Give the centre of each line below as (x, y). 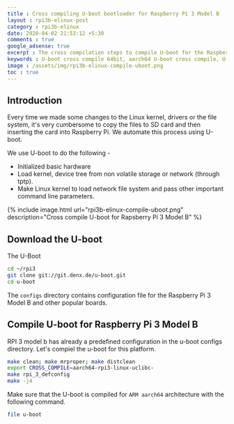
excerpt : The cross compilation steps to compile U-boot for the (106, 53)
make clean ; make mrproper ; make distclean (71, 361)
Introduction (35, 100)
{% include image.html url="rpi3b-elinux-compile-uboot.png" (95, 210)
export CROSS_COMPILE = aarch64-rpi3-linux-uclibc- (81, 368)
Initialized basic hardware (54, 167)
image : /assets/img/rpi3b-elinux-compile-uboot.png (85, 66)
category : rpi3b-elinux (43, 27)
